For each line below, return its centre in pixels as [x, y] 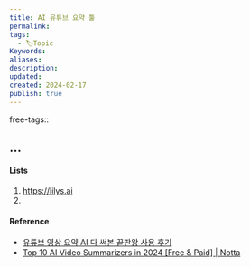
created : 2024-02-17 [48, 85]
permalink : [30, 26]
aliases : [26, 60]
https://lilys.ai [48, 191]
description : [34, 69]
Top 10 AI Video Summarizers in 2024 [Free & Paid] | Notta [131, 253]
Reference [29, 221]
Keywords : [28, 52]
